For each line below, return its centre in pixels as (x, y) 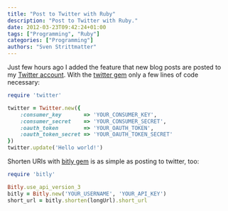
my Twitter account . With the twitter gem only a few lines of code (103, 75)
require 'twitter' (34, 95)
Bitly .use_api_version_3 (44, 187)
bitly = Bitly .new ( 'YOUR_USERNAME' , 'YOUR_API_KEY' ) (87, 194)
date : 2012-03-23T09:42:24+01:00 (57, 27)
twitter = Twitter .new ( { (44, 108)
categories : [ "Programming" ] (50, 40)
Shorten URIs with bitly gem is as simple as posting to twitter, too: (103, 161)
